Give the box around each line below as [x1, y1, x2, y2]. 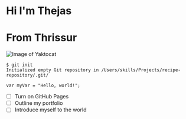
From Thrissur [6, 31, 77, 45]
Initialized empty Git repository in [6, 67, 99, 73]
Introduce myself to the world [14, 106, 87, 113]
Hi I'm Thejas [6, 4, 72, 18]
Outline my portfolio [14, 100, 63, 107]
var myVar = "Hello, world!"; [6, 82, 81, 89]
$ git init [6, 62, 33, 68]
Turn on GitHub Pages [14, 93, 69, 100]
